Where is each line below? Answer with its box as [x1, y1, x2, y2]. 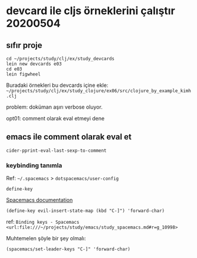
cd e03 [6, 66, 22, 72]
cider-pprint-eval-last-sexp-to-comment [6, 148, 107, 154]
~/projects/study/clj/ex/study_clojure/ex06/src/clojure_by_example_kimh [6, 88, 192, 94]
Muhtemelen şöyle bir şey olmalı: [6, 235, 86, 242]
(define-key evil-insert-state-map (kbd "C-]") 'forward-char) [6, 208, 165, 214]
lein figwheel [6, 71, 41, 77]
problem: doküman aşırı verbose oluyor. [6, 103, 103, 110]
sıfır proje [6, 40, 42, 50]
